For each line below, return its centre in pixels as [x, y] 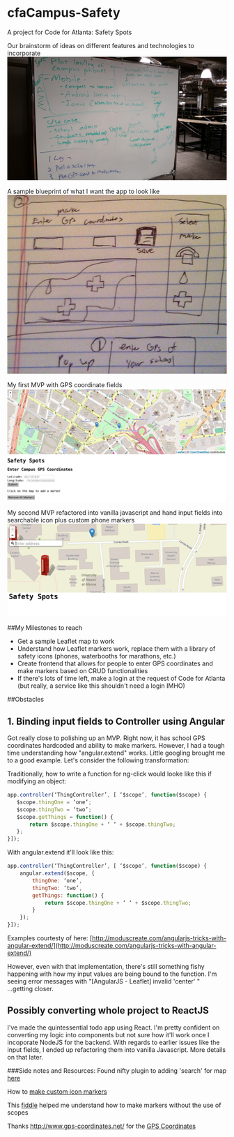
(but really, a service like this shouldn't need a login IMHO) [101, 686]
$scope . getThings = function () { [65, 817]
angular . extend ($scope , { [57, 873]
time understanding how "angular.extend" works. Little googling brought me [116, 753]
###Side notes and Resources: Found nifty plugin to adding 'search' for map [117, 1070]
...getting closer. [30, 989]
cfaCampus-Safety [64, 13]
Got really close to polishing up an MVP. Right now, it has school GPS [106, 738]
